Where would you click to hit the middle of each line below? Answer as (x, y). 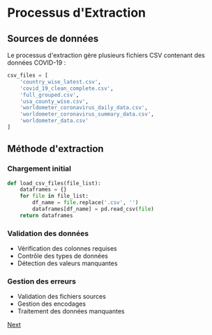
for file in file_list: (54, 196)
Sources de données (53, 39)
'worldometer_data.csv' (54, 121)
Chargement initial (39, 169)
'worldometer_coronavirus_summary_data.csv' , (87, 114)
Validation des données (48, 233)
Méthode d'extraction (55, 149)
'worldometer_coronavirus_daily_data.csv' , (84, 108)
